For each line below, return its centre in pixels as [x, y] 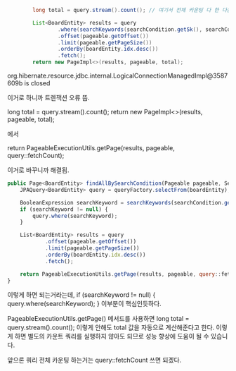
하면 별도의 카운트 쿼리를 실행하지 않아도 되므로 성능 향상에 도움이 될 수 [112, 336]
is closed [37, 83]
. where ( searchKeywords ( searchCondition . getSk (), [130, 29]
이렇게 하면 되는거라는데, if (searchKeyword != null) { [81, 295]
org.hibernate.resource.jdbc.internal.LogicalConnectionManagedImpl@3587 [118, 75]
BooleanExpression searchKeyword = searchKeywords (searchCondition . [122, 202]
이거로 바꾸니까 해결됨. [38, 170]
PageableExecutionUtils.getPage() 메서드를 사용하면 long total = [98, 319]
